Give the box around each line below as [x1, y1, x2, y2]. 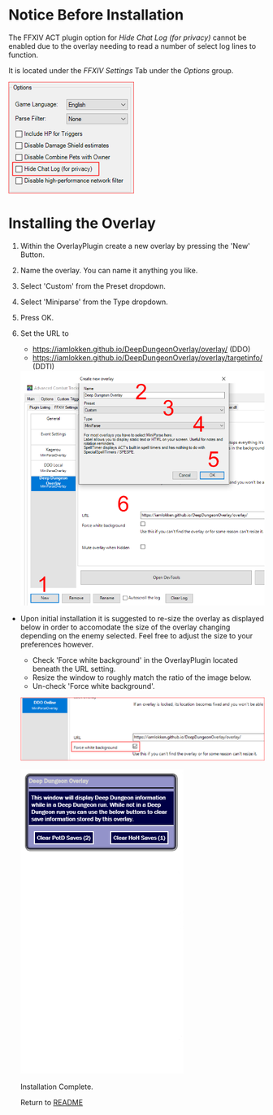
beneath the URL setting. [32, 664, 116, 673]
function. [8, 50, 39, 59]
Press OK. [19, 312, 54, 322]
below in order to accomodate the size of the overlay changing [19, 622, 231, 632]
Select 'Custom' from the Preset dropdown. [19, 281, 167, 290]
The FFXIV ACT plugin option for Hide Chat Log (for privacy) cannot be [8, 33, 247, 42]
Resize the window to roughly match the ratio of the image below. [32, 673, 252, 682]
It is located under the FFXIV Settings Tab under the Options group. [8, 65, 234, 75]
